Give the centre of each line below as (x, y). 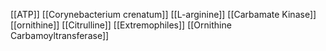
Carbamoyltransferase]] (60, 35)
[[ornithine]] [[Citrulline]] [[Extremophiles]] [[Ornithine (121, 25)
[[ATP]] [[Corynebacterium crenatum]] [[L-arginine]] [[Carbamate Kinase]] (163, 14)
